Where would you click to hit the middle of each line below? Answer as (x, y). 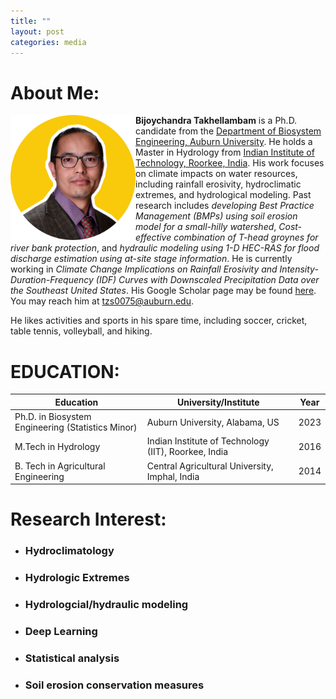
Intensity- (299, 269)
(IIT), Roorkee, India (187, 452)
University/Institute (218, 402)
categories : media (48, 42)
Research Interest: (88, 519)
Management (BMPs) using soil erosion (216, 216)
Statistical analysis (72, 658)
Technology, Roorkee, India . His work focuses (230, 163)
